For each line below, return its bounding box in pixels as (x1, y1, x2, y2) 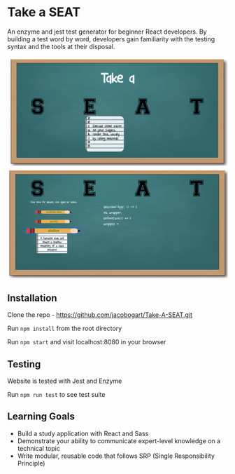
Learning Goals (7, 411, 76, 423)
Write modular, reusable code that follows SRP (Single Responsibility (17, 452, 215, 460)
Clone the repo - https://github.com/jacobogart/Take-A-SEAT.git (7, 311, 192, 319)
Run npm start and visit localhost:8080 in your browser (7, 338, 166, 346)
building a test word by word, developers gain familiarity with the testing (7, 34, 215, 43)
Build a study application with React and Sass (17, 429, 149, 438)
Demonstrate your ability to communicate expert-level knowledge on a (17, 436, 221, 445)
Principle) (17, 459, 45, 467)
